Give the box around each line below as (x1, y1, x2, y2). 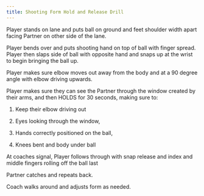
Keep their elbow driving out (15, 105, 86, 113)
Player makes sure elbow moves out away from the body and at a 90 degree (6, 68, 198, 76)
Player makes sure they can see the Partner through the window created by (6, 87, 196, 95)
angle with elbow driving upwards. (6, 75, 93, 82)
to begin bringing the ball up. (6, 57, 79, 64)
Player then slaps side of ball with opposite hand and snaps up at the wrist (6, 50, 193, 58)
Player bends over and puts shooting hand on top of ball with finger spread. (6, 44, 196, 51)
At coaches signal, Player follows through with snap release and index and (6, 153, 193, 160)
